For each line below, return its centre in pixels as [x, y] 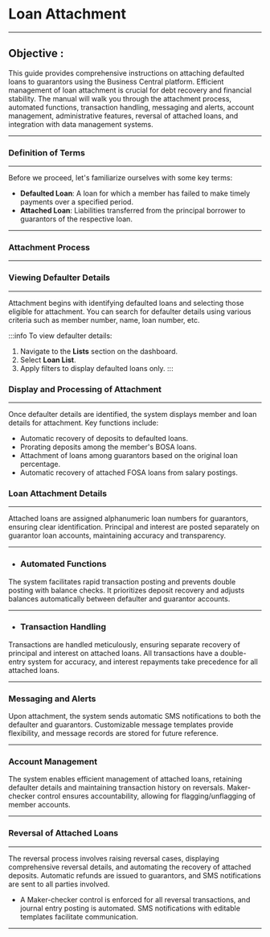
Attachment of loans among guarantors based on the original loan [129, 455]
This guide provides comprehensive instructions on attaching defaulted [127, 72]
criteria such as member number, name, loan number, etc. [104, 320]
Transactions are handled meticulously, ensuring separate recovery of [125, 644]
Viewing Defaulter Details [59, 278]
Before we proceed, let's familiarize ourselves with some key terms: [121, 178]
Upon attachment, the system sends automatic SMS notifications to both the [135, 716]
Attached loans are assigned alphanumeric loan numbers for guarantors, [129, 518]
